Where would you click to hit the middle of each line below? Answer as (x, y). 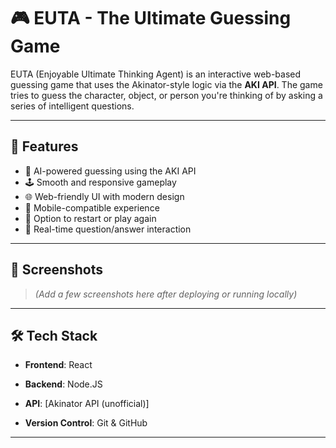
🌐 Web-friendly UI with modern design (104, 196)
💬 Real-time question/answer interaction (108, 229)
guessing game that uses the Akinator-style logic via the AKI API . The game (166, 84)
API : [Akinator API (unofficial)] (87, 404)
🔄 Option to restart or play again (90, 218)
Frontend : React (58, 365)
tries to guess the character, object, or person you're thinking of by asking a (166, 95)
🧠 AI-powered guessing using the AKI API (110, 171)
